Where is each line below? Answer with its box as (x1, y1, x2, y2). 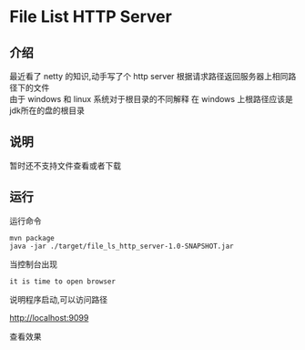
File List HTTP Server (9, 6, 173, 27)
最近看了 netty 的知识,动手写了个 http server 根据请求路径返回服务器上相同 (9, 71, 289, 81)
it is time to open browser (9, 276, 117, 286)
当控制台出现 (9, 258, 57, 270)
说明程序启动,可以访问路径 (9, 293, 108, 304)
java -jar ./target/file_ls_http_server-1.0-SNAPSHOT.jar (9, 242, 234, 251)
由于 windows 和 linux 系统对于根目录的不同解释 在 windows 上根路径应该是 (9, 94, 293, 104)
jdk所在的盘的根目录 (9, 105, 85, 116)
